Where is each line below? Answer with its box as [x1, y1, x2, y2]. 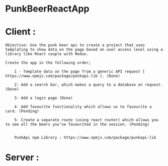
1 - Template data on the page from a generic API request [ [14, 69, 145, 74]
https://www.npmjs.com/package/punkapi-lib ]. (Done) [5, 73, 121, 78]
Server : [5, 152, 39, 163]
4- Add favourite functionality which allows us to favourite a [14, 104, 152, 110]
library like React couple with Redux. [5, 51, 89, 57]
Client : [5, 26, 36, 38]
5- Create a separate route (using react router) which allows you [14, 118, 158, 123]
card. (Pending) [5, 109, 39, 114]
